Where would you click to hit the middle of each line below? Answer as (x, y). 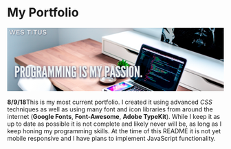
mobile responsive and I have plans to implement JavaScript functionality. (111, 139)
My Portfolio (43, 13)
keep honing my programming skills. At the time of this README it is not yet (114, 131)
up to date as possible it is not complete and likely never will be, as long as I (114, 124)
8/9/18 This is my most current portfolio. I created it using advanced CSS (110, 102)
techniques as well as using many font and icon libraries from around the (110, 109)
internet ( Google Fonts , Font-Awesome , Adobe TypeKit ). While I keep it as (114, 117)
